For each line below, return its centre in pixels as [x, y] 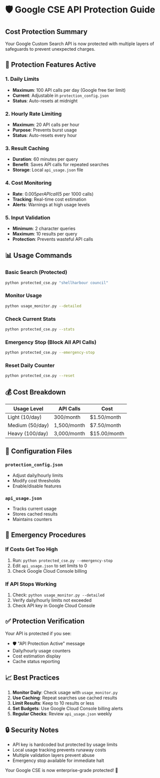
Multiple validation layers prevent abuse [53, 755]
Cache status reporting [36, 661]
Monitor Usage [24, 296]
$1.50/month [105, 417]
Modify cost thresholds [36, 480]
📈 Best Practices [32, 678]
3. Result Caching [27, 148]
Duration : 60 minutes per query [45, 159]
